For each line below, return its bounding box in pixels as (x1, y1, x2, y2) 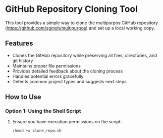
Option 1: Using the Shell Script (5, 107, 81, 114)
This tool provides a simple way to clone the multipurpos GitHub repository (5, 20, 158, 26)
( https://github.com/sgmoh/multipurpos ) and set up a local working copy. (5, 25, 155, 31)
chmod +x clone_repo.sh (12, 128, 62, 134)
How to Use (5, 93, 42, 102)
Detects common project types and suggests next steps (12, 78, 127, 84)
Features (5, 39, 33, 48)
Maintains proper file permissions (12, 63, 81, 69)
